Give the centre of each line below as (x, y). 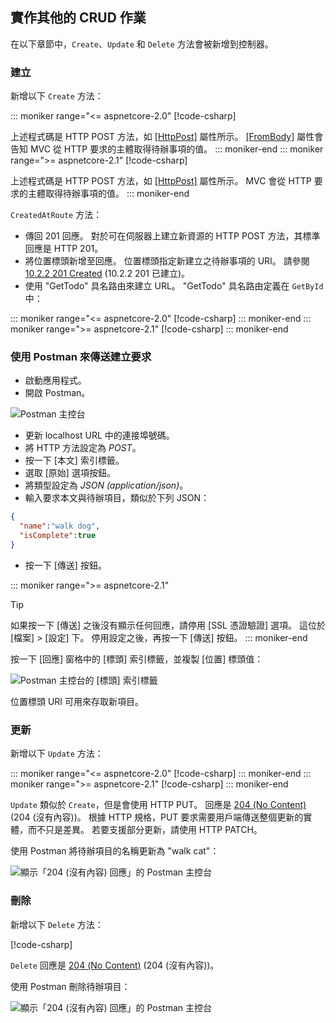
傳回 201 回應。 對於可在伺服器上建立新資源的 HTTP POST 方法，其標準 (172, 236)
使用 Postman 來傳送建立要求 (81, 357)
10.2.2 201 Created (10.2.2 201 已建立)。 (107, 274)
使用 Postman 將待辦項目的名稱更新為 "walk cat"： (115, 851)
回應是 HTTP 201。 (64, 249)
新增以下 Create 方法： (57, 96)
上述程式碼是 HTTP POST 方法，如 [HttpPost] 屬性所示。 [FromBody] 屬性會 (167, 137)
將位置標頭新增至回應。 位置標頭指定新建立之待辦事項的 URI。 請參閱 (167, 261)
